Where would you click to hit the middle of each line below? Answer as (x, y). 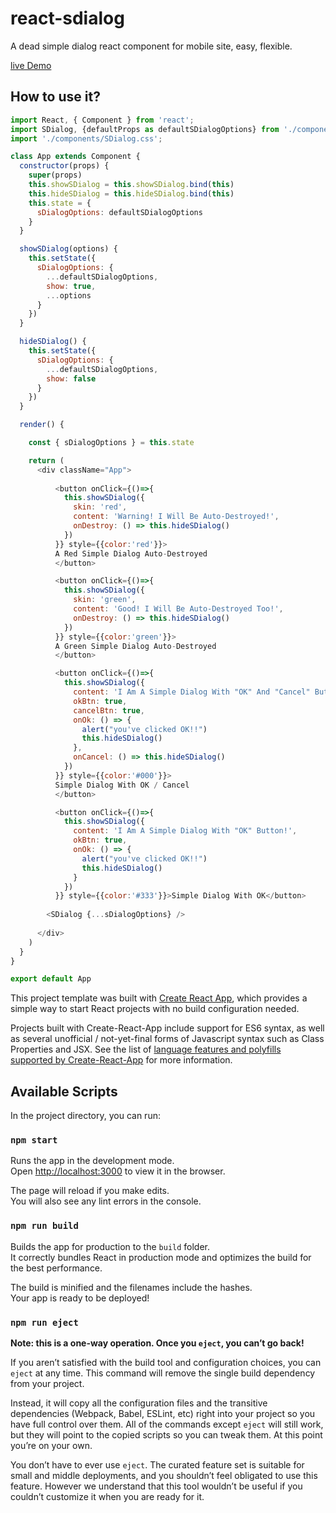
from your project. (47, 1383)
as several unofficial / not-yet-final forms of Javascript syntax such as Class (167, 1039)
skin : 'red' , (100, 507)
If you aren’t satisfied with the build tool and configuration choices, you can (166, 1362)
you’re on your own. (51, 1445)
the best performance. (56, 1268)
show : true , (71, 286)
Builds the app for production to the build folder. (110, 1246)
